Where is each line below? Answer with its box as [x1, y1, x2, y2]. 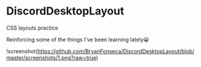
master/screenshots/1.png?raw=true [6, 54, 97, 61]
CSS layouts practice [6, 24, 59, 31]
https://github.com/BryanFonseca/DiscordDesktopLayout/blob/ [37, 47, 195, 55]
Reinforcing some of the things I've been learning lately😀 [6, 36, 150, 43]
